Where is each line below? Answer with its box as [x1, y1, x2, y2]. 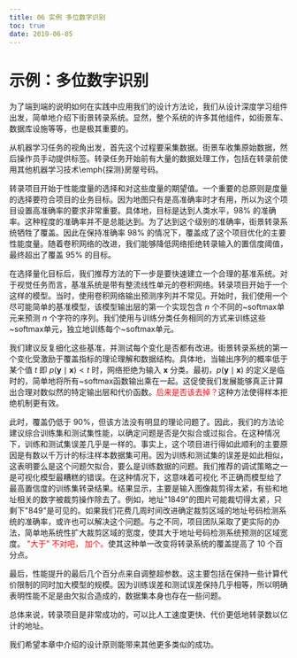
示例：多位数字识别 [9, 70, 149, 90]
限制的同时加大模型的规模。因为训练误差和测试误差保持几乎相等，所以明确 [16, 579, 288, 590]
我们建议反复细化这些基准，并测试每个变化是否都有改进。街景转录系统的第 [9, 343, 280, 353]
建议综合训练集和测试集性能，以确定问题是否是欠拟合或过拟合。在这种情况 [9, 428, 280, 438]
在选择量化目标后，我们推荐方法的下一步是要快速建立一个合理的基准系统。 [9, 268, 280, 279]
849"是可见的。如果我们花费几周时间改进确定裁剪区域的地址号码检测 [27, 506, 279, 516]
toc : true [9, 21, 46, 30]
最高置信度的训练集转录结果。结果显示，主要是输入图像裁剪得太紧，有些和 [9, 484, 280, 494]
